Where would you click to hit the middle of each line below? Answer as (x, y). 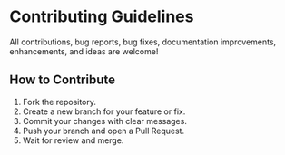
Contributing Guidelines (102, 17)
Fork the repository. (59, 102)
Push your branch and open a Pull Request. (103, 131)
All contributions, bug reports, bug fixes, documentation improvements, (143, 42)
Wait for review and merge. (73, 140)
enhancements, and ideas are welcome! (84, 51)
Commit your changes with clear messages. (105, 121)
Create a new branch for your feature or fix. (104, 111)
